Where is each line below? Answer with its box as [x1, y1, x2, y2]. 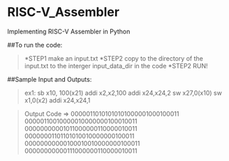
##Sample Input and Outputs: [7, 75, 92, 84]
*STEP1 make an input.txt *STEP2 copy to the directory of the [24, 54, 204, 63]
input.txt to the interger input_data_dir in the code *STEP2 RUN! [24, 61, 208, 70]
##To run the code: [7, 40, 63, 49]
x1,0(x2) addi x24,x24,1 [24, 95, 91, 105]
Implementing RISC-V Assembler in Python [7, 27, 131, 36]
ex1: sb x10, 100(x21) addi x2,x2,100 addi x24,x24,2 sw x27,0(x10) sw [24, 89, 222, 97]
